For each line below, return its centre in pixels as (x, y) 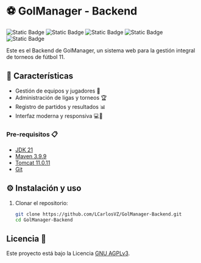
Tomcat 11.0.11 (33, 163)
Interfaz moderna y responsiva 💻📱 (59, 116)
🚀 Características (40, 76)
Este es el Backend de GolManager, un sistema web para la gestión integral (101, 50)
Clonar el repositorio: (41, 203)
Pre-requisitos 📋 (32, 134)
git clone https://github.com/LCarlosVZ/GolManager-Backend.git (98, 214)
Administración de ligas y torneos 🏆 (61, 97)
